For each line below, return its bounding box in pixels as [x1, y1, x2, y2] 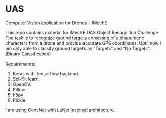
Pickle [12, 97, 26, 103]
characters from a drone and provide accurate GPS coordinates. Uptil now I [5, 40, 161, 46]
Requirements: [5, 61, 35, 67]
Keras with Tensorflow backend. [12, 70, 79, 76]
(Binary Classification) [5, 51, 51, 57]
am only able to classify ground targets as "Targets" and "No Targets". [5, 45, 151, 51]
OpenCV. [12, 81, 32, 87]
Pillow [12, 86, 25, 92]
